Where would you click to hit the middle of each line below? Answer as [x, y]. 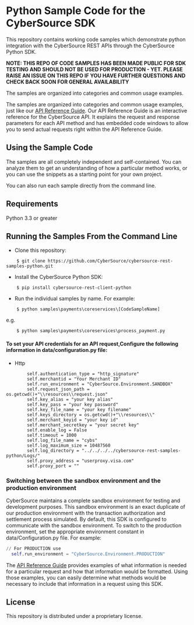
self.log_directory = [53, 450]
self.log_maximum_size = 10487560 [69, 446]
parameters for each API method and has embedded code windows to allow [97, 123]
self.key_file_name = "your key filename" [79, 410]
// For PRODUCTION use [33, 548]
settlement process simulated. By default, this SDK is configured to [87, 519]
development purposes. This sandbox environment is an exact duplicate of [96, 506]
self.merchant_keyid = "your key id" [73, 420]
